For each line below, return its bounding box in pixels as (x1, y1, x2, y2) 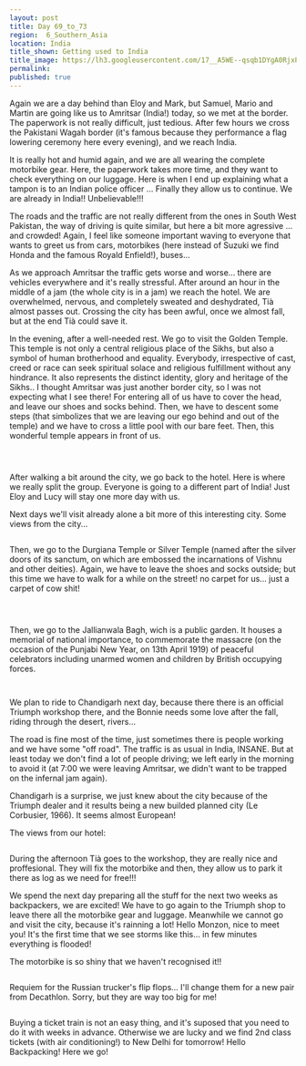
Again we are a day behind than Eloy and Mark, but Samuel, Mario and (9, 98, 273, 109)
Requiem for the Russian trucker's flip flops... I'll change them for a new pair (9, 981, 295, 992)
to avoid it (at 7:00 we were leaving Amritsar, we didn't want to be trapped (9, 762, 287, 773)
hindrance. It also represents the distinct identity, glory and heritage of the (9, 371, 289, 383)
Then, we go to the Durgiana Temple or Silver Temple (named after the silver (9, 543, 297, 554)
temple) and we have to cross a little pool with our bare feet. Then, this (9, 420, 275, 431)
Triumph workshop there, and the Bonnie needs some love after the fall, (9, 706, 279, 717)
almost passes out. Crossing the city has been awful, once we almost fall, (9, 305, 285, 316)
